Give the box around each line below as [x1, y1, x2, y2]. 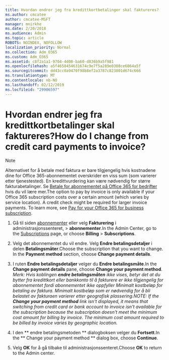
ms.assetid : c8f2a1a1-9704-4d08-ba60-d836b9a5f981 [5, 59, 114, 64]
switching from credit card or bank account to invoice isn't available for [12, 304, 162, 310]
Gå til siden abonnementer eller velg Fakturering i [12, 220, 117, 226]
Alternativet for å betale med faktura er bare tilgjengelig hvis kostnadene [5, 167, 156, 173]
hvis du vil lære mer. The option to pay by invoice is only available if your [5, 189, 155, 195]
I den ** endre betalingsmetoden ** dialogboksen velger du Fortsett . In [12, 330, 160, 336]
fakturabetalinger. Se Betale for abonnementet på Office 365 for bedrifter [5, 184, 157, 190]
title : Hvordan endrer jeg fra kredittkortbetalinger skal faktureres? [5, 7, 159, 13]
